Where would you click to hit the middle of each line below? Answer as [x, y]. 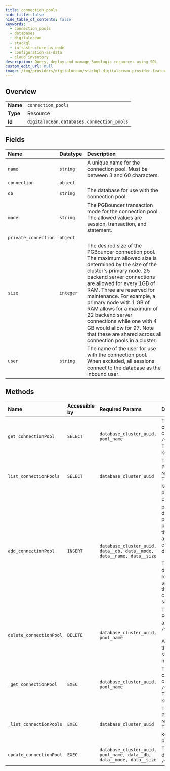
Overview [21, 92]
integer [69, 293]
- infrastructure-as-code [37, 48]
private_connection [31, 238]
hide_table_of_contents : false [38, 19]
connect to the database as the [124, 368]
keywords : [16, 24]
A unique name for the [113, 163]
